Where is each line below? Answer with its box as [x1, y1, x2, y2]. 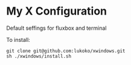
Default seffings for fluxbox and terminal [6, 24, 107, 32]
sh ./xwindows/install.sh [6, 53, 71, 59]
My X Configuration [6, 4, 107, 18]
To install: [6, 36, 30, 43]
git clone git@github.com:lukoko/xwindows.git [6, 47, 126, 54]
